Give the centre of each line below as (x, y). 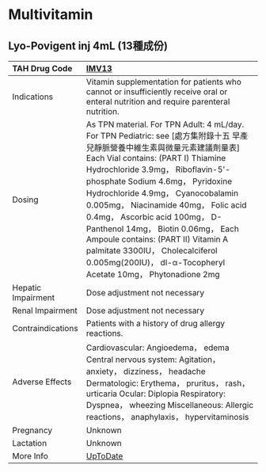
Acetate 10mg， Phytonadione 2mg (153, 274)
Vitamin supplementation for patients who (163, 82)
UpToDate (104, 456)
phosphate (106, 181)
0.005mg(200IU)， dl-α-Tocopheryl (156, 263)
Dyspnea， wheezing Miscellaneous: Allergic (170, 405)
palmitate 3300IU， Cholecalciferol (152, 251)
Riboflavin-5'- (203, 169)
